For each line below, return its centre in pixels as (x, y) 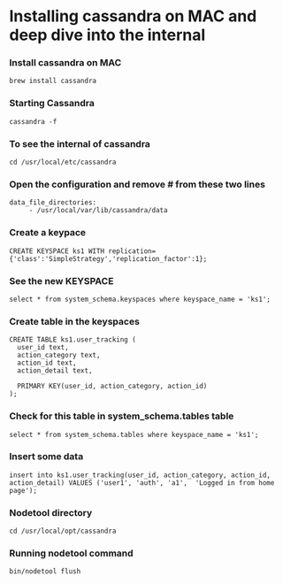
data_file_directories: (53, 203)
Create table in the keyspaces (74, 321)
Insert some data (46, 457)
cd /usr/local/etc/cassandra (63, 162)
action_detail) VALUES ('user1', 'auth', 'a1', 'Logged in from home (142, 483)
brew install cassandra (53, 81)
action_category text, (59, 356)
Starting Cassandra (52, 104)
